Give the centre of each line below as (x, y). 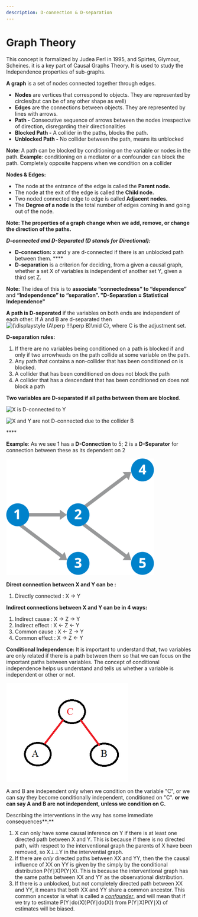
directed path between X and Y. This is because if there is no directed (100, 839)
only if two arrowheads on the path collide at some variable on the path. (102, 355)
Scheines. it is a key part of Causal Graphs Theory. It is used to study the (95, 65)
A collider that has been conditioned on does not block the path (92, 373)
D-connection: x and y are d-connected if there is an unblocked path (99, 252)
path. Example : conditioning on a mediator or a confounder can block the (95, 157)
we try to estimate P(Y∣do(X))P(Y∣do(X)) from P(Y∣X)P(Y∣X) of (91, 902)
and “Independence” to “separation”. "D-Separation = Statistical (87, 295)
